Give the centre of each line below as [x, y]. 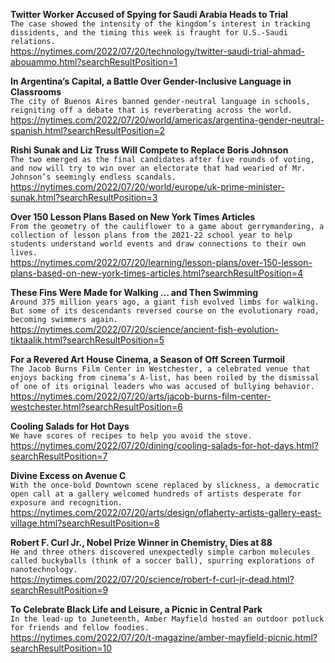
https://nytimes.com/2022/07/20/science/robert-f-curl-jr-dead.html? [152, 579]
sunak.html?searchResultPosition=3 [84, 197]
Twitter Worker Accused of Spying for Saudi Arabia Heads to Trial [149, 14]
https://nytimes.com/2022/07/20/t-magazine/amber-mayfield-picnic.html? [164, 637]
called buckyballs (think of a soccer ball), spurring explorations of [162, 561]
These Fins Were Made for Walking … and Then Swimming [134, 292]
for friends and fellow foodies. [80, 628]
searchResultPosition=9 [59, 590]
